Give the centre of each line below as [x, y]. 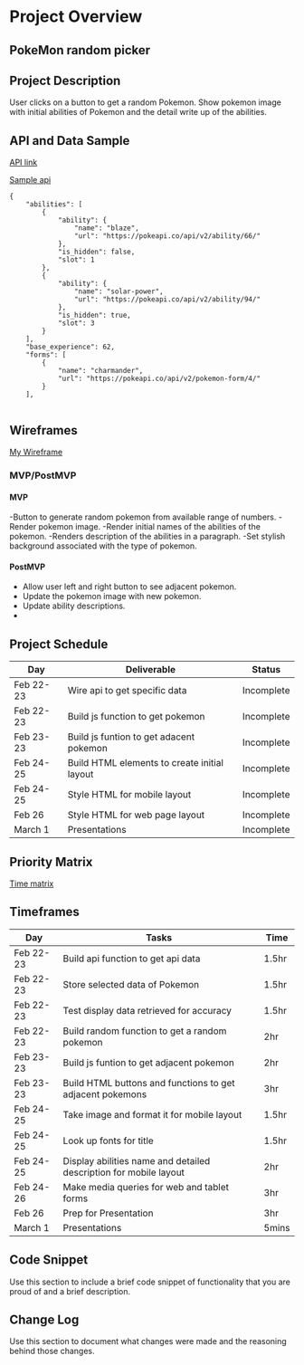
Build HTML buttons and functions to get [149, 1083]
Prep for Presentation [108, 1213]
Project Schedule [59, 644]
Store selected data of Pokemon [131, 984]
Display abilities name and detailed [137, 1160]
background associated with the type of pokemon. [103, 546]
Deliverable [151, 670]
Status [266, 670]
